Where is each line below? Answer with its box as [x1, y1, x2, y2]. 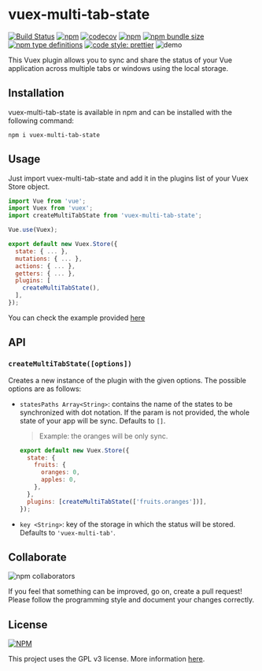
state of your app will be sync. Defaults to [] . [19, 416, 166, 425]
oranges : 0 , [40, 468, 80, 476]
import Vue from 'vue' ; [8, 197, 87, 205]
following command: [8, 116, 75, 125]
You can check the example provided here [8, 313, 146, 322]
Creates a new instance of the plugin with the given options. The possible [8, 375, 246, 385]
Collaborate [8, 550, 67, 564]
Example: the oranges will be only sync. [39, 431, 168, 441]
